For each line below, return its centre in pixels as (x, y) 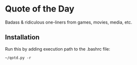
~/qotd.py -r (18, 58)
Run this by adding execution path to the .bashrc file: (58, 49)
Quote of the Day (40, 9)
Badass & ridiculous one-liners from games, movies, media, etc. (68, 22)
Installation (22, 37)
